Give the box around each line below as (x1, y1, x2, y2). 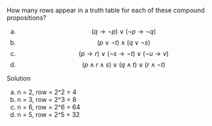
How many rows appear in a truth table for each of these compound (6, 6, 205, 14)
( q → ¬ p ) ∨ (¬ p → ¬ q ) (91, 28, 157, 35)
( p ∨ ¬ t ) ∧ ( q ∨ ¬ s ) (96, 38, 150, 47)
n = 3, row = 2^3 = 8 (16, 96, 77, 103)
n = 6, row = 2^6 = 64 (16, 103, 81, 111)
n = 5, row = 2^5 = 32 (16, 110, 80, 119)
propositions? (6, 13, 47, 22)
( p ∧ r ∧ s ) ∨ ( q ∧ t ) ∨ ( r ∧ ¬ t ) (82, 60, 166, 69)
